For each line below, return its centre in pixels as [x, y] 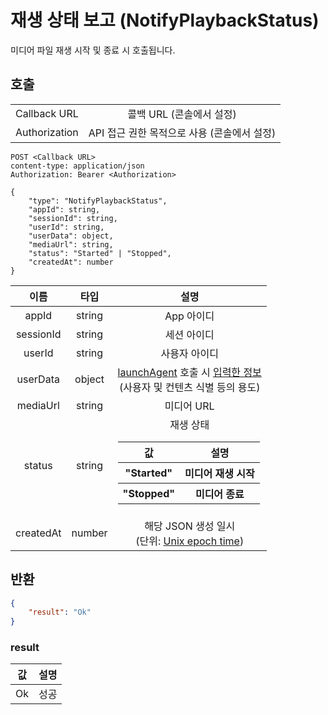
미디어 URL [189, 406]
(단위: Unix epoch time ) [190, 541]
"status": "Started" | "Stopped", [100, 253]
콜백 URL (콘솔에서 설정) [182, 114]
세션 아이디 [189, 334]
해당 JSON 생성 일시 [190, 526]
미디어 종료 [219, 494]
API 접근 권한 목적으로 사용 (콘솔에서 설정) [182, 133]
